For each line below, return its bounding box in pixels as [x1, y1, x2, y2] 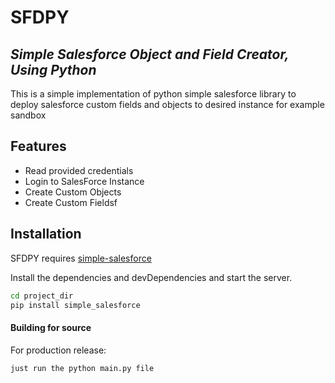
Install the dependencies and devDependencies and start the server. [10, 271, 293, 283]
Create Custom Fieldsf [24, 196, 118, 208]
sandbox [10, 109, 47, 121]
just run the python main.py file [10, 363, 155, 373]
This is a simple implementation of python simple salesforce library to [10, 88, 297, 100]
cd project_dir [10, 291, 74, 301]
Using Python [10, 61, 97, 78]
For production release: [10, 344, 107, 356]
